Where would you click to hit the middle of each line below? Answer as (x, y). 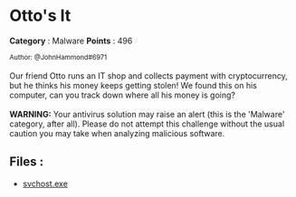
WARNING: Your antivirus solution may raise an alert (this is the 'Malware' (147, 114)
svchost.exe (45, 183)
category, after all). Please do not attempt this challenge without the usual (147, 124)
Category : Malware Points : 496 (71, 41)
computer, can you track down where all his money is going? (122, 95)
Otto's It (40, 16)
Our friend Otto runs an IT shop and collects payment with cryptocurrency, (148, 75)
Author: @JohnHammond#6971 (58, 57)
